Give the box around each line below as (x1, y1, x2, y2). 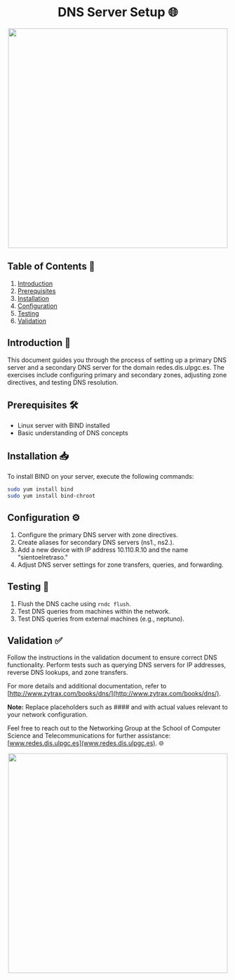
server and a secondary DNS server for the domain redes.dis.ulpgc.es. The (7, 363, 224, 371)
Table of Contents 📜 (7, 261, 95, 273)
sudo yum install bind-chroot (7, 493, 96, 500)
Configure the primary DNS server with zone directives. (17, 530, 178, 539)
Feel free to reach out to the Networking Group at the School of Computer (7, 724, 221, 733)
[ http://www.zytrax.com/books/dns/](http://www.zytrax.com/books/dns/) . (7, 690, 221, 698)
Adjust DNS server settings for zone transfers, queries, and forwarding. (17, 560, 224, 569)
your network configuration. (7, 711, 88, 719)
